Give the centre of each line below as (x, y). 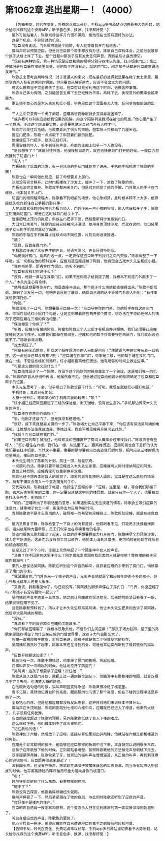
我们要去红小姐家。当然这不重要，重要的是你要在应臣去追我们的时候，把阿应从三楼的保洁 (82, 450)
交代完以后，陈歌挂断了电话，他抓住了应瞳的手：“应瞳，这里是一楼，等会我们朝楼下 (84, 487)
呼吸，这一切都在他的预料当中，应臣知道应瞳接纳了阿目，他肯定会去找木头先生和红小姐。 (82, 261)
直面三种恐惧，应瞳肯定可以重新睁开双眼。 (48, 471)
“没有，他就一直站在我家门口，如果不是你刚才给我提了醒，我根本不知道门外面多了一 (84, 277)
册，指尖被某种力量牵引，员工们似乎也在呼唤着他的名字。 (55, 529)
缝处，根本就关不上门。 (25, 193)
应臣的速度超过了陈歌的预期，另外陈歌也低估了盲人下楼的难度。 (67, 718)
